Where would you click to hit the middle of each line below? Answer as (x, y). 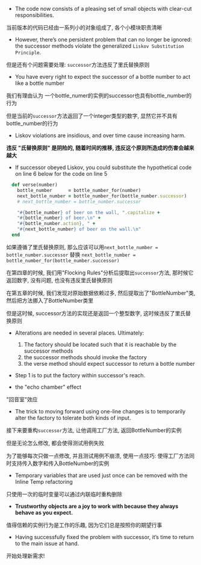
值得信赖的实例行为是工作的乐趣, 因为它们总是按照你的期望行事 (84, 525)
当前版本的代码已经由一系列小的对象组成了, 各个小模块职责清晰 (84, 27)
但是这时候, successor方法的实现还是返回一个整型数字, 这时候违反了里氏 (96, 313)
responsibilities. (34, 15)
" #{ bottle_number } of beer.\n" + (59, 218)
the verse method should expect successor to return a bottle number (110, 363)
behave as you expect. (44, 512)
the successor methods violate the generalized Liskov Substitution (100, 46)
